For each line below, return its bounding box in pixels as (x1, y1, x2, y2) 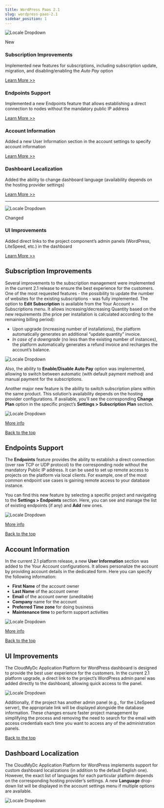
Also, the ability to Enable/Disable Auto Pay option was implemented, (5, 366, 145, 371)
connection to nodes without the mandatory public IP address (5, 106, 129, 112)
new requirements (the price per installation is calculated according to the (5, 311, 154, 317)
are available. (5, 788, 32, 794)
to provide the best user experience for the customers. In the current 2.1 (5, 670, 150, 676)
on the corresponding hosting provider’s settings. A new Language (5, 778, 140, 784)
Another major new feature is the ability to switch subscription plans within (5, 385, 155, 392)
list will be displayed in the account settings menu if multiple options (17, 783, 155, 788)
